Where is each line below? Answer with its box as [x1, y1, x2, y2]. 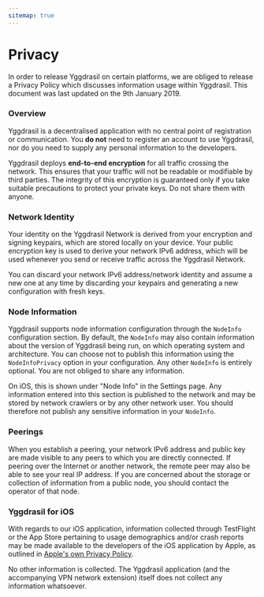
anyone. [8, 191, 35, 201]
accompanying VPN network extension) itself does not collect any [8, 573, 223, 583]
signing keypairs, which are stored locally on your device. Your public [8, 238, 234, 247]
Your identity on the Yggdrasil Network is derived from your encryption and [8, 230, 252, 239]
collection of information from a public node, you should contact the [8, 478, 229, 487]
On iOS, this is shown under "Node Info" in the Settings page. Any [8, 381, 222, 391]
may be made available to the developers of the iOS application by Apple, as [8, 541, 256, 550]
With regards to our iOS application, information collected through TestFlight [8, 524, 256, 534]
